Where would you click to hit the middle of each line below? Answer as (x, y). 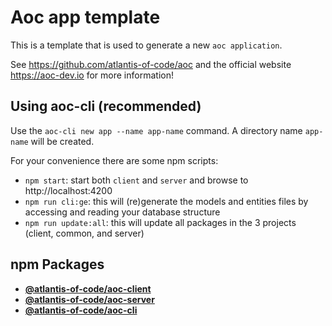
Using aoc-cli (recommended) (106, 106)
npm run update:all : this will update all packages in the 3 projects (160, 222)
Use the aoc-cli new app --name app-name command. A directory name (156, 130)
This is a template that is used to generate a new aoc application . (146, 45)
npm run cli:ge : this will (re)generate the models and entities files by (166, 201)
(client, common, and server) (84, 233)
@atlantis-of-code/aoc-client (88, 288)
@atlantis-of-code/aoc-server (89, 299)
